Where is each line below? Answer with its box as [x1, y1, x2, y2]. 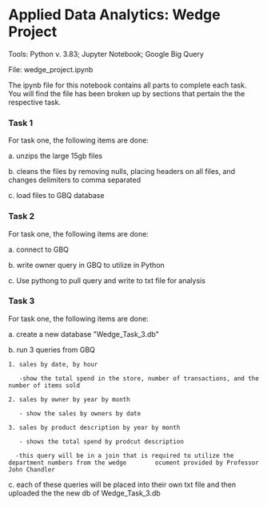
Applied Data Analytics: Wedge [8, 6, 221, 24]
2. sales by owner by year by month [8, 395, 130, 403]
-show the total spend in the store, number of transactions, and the [18, 374, 260, 383]
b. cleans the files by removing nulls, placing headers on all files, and [8, 167, 236, 176]
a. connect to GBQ [8, 245, 70, 254]
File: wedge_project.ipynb [8, 64, 94, 74]
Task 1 [8, 117, 34, 128]
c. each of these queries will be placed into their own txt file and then [8, 480, 237, 489]
